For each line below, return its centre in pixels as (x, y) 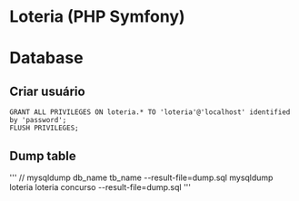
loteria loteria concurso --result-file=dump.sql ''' (100, 187)
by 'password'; (38, 120)
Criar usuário (47, 91)
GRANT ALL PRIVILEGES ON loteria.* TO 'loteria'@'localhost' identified (150, 112)
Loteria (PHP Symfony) (97, 17)
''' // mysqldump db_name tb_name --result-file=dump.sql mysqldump (141, 177)
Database (46, 58)
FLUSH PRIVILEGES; (44, 129)
